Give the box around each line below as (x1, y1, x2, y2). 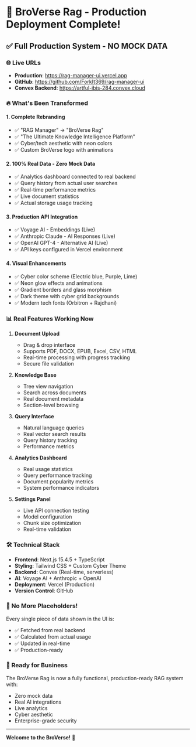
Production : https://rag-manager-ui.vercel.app (14, 71, 127, 79)
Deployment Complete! (6, 18, 121, 31)
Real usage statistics (23, 465, 73, 472)
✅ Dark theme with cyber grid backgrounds (14, 292, 120, 299)
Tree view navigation (23, 383, 73, 390)
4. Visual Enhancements (6, 260, 66, 267)
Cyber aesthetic (14, 711, 54, 718)
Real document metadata (23, 395, 84, 402)
